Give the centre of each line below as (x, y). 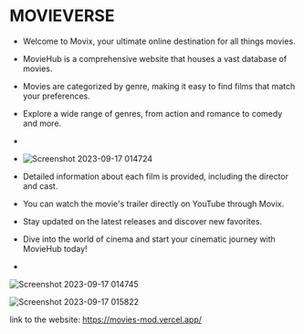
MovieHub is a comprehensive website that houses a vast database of (155, 58)
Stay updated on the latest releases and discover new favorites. (142, 221)
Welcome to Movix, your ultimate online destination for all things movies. (159, 41)
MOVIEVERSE (62, 16)
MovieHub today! (55, 248)
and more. (42, 123)
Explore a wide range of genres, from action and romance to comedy (152, 113)
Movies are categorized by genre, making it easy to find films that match (159, 86)
